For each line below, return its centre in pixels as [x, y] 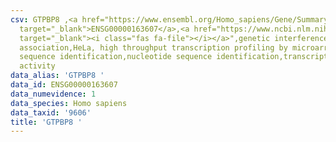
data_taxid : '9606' [51, 112]
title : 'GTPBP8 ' [46, 122]
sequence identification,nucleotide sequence [116, 57]
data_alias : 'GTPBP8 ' [57, 76]
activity [37, 66]
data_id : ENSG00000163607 [64, 85]
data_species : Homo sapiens [69, 103]
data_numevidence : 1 [53, 94]
